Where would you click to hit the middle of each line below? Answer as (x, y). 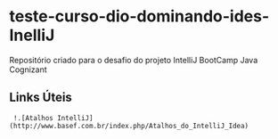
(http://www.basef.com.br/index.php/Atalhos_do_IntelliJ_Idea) (129, 126)
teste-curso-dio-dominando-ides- (139, 16)
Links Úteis (41, 98)
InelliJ (32, 35)
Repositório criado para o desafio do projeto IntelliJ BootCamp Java (134, 60)
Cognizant (28, 69)
